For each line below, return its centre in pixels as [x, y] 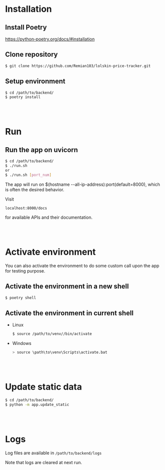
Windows [22, 343]
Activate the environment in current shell [69, 313]
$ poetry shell [21, 298]
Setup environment [35, 82]
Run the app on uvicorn [42, 150]
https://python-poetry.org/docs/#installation [50, 39]
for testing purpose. [25, 271]
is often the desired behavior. [35, 189]
